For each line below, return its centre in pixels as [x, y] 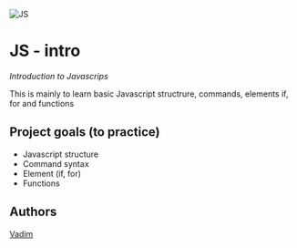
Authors [33, 212]
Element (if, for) [52, 173]
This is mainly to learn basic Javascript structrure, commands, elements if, [149, 93]
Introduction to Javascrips [59, 76]
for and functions [42, 103]
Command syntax [56, 163]
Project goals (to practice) [85, 132]
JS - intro [45, 51]
